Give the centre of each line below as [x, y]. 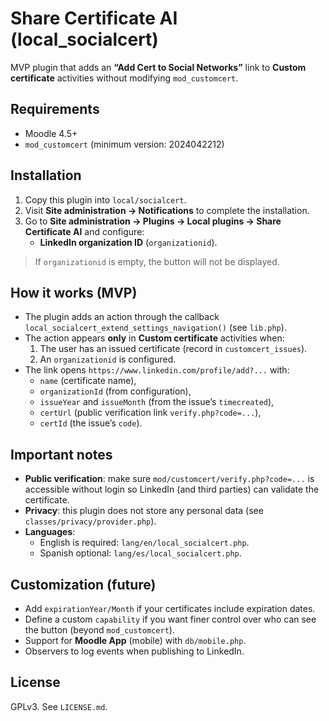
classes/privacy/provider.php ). [90, 521]
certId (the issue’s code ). [91, 423]
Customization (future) [83, 584]
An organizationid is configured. [108, 359]
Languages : [50, 532]
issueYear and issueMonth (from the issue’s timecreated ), [157, 402]
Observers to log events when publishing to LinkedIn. [134, 651]
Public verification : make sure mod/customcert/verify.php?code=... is [169, 479]
